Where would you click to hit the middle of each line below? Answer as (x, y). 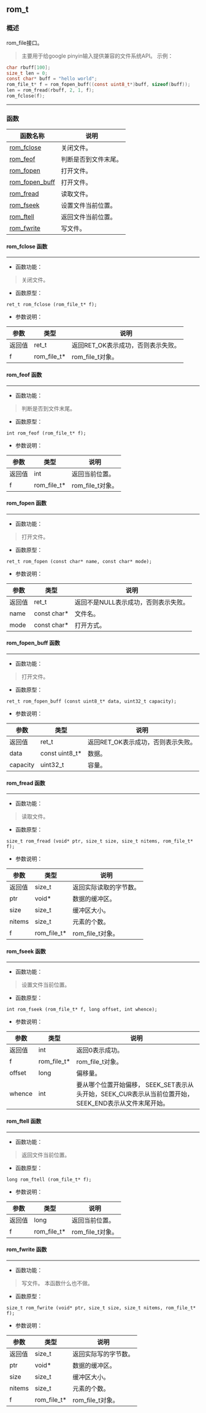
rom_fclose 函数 (27, 246)
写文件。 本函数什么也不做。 (57, 1283)
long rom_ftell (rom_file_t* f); (49, 1179)
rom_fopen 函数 (27, 503)
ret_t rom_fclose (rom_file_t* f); (52, 305)
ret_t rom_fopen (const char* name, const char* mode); (79, 561)
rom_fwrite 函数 (27, 1250)
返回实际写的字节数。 (103, 1354)
